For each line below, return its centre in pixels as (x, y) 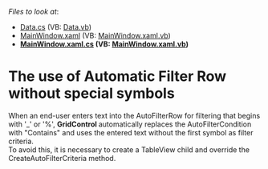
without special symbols (91, 93)
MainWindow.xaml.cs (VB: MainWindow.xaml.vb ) (104, 44)
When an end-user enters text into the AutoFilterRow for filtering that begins (134, 115)
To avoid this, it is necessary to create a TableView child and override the (129, 149)
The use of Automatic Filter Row (118, 76)
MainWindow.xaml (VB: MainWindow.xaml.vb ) (95, 36)
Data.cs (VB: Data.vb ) (56, 27)
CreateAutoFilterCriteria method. (62, 158)
